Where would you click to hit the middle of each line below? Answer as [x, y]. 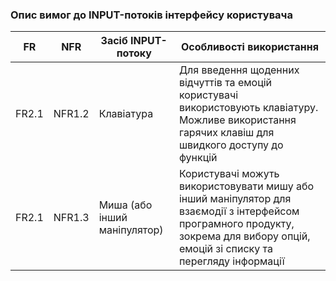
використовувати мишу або [246, 186]
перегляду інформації [231, 261]
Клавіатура [126, 114]
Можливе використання [237, 120]
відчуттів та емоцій [225, 83]
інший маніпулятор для [235, 199]
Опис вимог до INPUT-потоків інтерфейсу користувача [151, 15]
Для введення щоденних [239, 70]
